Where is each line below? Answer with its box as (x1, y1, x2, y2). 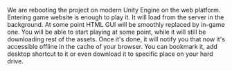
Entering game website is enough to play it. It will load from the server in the (7, 13, 224, 21)
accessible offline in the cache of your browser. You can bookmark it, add (7, 43, 218, 50)
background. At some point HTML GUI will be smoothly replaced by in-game (7, 21, 225, 28)
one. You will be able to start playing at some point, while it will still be (7, 28, 206, 36)
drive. (7, 57, 24, 65)
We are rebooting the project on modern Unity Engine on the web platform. (7, 6, 221, 14)
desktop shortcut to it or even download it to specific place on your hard (7, 50, 213, 58)
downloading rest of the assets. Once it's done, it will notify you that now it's (7, 35, 226, 43)
